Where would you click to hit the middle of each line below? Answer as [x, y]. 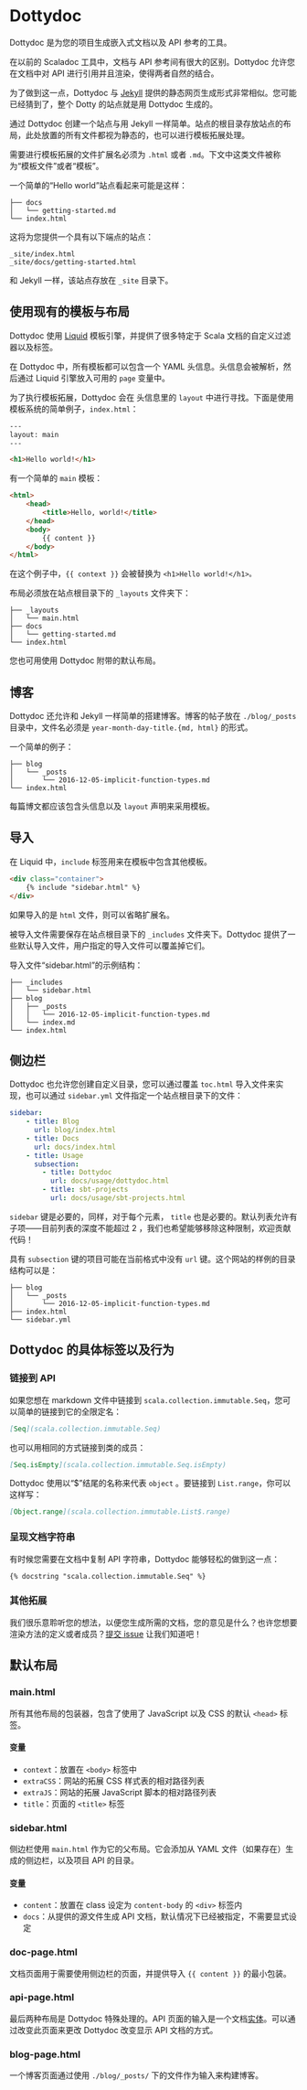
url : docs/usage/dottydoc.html [110, 1181]
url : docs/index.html [75, 1147]
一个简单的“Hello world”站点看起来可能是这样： [99, 185]
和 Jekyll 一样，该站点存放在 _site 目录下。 [91, 280]
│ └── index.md [42, 1022]
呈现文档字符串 [42, 1538]
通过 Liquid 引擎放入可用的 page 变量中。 [94, 378]
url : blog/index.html [75, 1131]
